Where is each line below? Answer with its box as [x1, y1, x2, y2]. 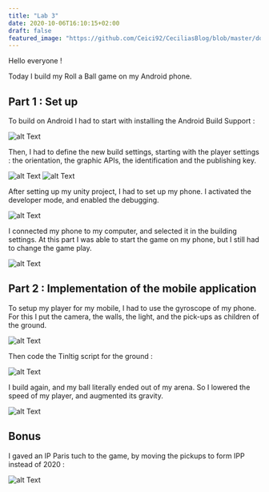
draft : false [8, 26, 52, 34]
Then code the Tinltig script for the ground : [8, 351, 154, 361]
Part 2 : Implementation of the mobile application [8, 282, 257, 296]
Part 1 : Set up [8, 95, 78, 108]
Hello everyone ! [8, 56, 62, 66]
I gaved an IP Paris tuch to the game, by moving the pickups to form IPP [8, 450, 246, 461]
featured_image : [8, 34, 62, 42]
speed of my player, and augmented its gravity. [8, 390, 164, 401]
